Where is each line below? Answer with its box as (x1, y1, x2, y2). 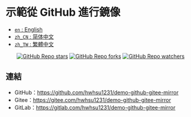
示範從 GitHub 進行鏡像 (5, 5, 121, 19)
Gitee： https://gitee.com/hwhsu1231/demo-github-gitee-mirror (14, 96, 171, 103)
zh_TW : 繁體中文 (14, 40, 54, 48)
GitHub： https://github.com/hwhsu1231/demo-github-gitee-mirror (14, 89, 179, 96)
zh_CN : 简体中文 (14, 33, 54, 40)
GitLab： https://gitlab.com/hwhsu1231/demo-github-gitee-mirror (14, 104, 176, 111)
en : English (14, 25, 43, 33)
